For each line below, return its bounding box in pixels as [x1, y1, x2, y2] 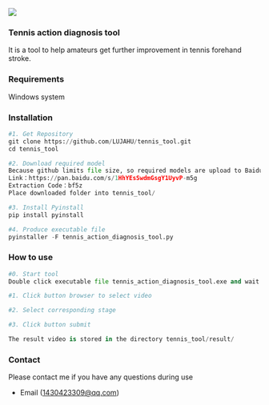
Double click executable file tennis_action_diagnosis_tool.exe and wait [8, 277, 260, 286]
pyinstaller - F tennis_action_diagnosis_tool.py [8, 233, 174, 241]
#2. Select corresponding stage [8, 307, 116, 315]
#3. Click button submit [8, 321, 91, 329]
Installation [8, 112, 54, 123]
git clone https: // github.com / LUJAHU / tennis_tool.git [8, 137, 192, 146]
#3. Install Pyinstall [8, 203, 84, 211]
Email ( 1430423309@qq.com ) [19, 388, 120, 398]
